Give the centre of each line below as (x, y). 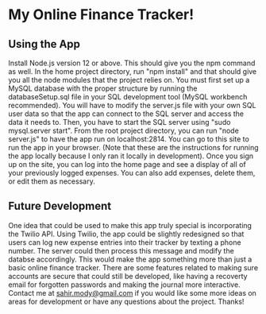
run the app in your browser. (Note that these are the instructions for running (134, 147)
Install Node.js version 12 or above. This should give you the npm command (132, 63)
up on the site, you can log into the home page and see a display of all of (127, 164)
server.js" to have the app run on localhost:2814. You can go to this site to (129, 139)
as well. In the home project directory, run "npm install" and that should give (133, 72)
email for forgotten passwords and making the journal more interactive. (124, 285)
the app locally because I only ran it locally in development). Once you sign (131, 156)
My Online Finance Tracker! (101, 15)
